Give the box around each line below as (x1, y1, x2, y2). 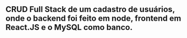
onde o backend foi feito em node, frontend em (5, 14, 181, 24)
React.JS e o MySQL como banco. (5, 22, 133, 32)
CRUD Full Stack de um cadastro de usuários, (5, 5, 175, 14)
